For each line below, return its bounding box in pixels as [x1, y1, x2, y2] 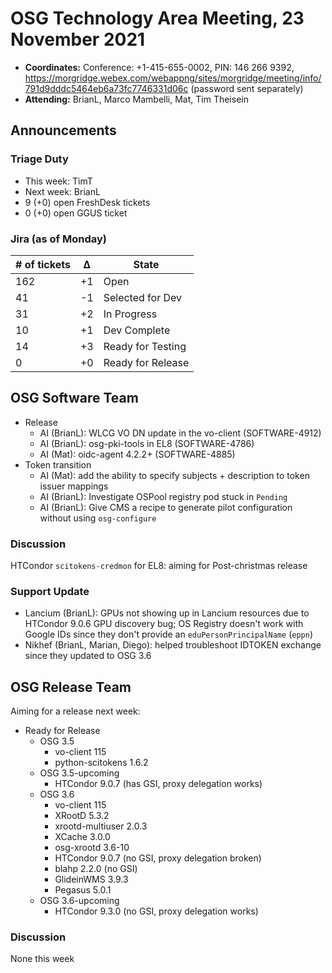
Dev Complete [103, 323, 171, 337]
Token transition [24, 458, 92, 471]
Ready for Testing [103, 339, 187, 353]
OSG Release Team [10, 678, 132, 696]
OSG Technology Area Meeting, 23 [10, 7, 305, 30]
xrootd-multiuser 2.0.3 [54, 820, 148, 832]
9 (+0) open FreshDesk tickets [24, 196, 151, 208]
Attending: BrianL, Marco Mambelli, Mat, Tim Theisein [24, 93, 249, 105]
